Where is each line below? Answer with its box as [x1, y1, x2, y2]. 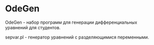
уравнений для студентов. [5, 24, 61, 30]
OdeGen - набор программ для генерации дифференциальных [5, 19, 137, 25]
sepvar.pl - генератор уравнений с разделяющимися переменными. [5, 34, 150, 40]
